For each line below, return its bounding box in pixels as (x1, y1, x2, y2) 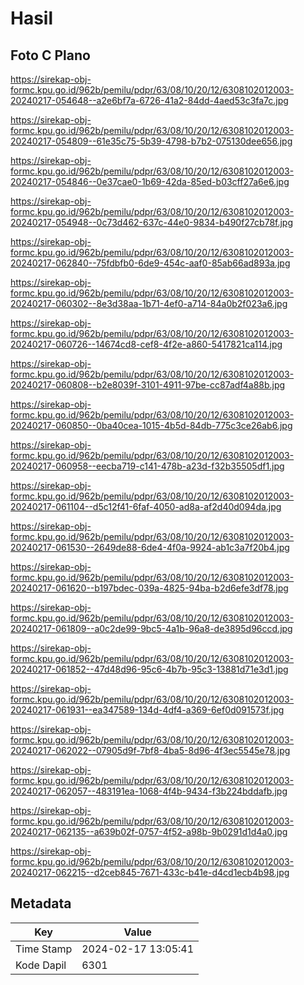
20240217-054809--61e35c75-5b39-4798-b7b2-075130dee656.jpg (10, 135, 293, 147)
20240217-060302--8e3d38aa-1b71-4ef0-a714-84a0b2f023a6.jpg (10, 298, 288, 309)
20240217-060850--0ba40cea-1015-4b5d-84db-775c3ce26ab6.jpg (10, 420, 293, 431)
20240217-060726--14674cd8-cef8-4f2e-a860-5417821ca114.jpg (10, 338, 283, 350)
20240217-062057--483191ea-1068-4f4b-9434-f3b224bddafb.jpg (10, 785, 288, 797)
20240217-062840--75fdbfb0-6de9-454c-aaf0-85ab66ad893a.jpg (10, 257, 291, 269)
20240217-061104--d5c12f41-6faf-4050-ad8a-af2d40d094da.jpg (10, 501, 282, 512)
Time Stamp (15, 942, 73, 956)
